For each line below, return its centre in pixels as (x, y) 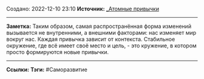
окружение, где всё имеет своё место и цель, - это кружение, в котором (102, 46)
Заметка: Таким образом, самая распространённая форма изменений (99, 26)
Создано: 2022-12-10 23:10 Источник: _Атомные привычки (83, 9)
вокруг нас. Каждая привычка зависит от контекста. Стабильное (91, 39)
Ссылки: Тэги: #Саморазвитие (47, 70)
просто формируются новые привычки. (58, 52)
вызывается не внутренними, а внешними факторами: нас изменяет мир (101, 33)
